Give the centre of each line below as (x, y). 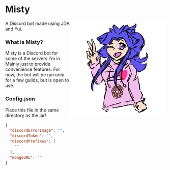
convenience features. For (33, 69)
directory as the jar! (26, 115)
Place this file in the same (32, 110)
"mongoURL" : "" (26, 157)
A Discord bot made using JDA (37, 23)
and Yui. (14, 29)
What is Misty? (24, 42)
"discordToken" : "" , (32, 136)
